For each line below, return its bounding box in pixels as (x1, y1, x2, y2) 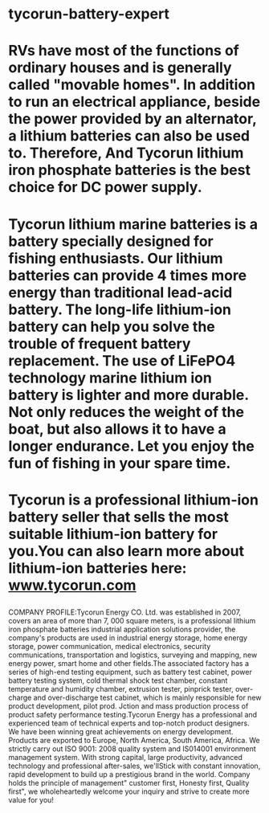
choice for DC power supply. (8, 178, 202, 197)
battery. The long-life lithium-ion (8, 300, 231, 318)
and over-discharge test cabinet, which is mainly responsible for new (33, 692, 262, 702)
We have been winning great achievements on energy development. (8, 726, 234, 736)
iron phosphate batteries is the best (8, 161, 251, 179)
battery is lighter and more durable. (8, 386, 249, 404)
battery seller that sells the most (8, 508, 229, 526)
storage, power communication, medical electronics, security (8, 641, 211, 651)
